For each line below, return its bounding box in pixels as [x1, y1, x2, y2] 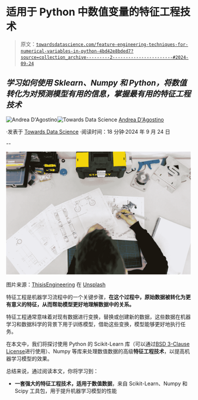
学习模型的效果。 [11, 355, 53, 362]
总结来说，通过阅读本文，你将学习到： [6, 368, 98, 375]
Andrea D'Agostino [118, 116, 164, 123]
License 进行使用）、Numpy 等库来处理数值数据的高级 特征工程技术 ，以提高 [6, 348, 185, 355]
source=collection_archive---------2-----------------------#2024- [20, 54, 189, 60]
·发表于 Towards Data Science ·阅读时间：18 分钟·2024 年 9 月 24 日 [6, 128, 170, 135]
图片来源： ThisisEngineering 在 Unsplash [6, 281, 106, 288]
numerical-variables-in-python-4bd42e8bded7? [20, 48, 134, 54]
